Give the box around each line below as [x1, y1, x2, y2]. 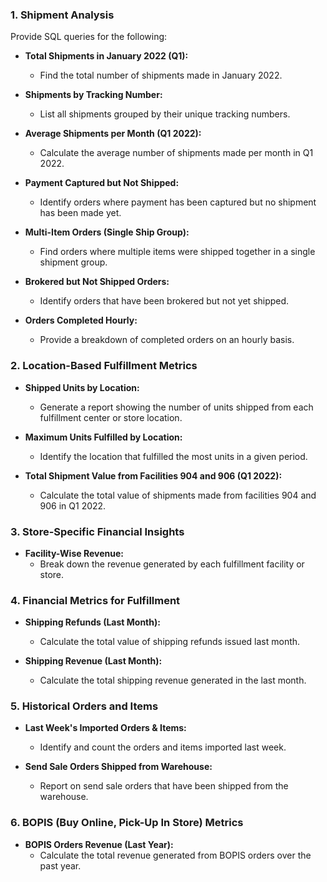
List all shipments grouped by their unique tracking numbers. [39, 108, 291, 120]
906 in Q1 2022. [39, 499, 107, 512]
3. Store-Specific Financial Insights [10, 524, 185, 538]
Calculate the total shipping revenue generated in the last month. [39, 674, 307, 687]
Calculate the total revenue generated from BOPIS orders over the [39, 849, 312, 861]
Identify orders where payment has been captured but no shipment [39, 196, 317, 208]
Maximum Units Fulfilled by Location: [24, 431, 183, 443]
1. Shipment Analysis [10, 8, 115, 22]
